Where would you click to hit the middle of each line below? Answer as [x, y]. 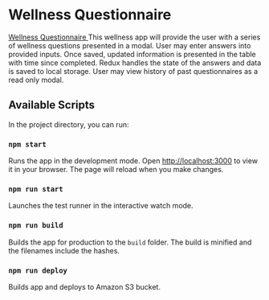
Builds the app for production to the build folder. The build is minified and [130, 242]
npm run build [36, 226]
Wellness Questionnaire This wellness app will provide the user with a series [134, 37]
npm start [27, 144]
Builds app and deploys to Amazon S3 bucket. [84, 286]
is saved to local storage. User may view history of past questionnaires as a [133, 71]
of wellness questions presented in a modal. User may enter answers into [130, 45]
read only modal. [36, 80]
